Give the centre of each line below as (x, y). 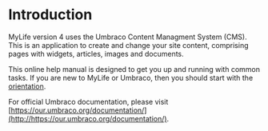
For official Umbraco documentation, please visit (88, 101)
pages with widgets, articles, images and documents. (96, 54)
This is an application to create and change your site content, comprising (128, 45)
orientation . (27, 86)
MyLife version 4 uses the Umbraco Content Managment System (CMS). (128, 37)
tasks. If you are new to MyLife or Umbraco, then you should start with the (131, 77)
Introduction (50, 15)
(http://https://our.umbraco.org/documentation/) (88, 118)
